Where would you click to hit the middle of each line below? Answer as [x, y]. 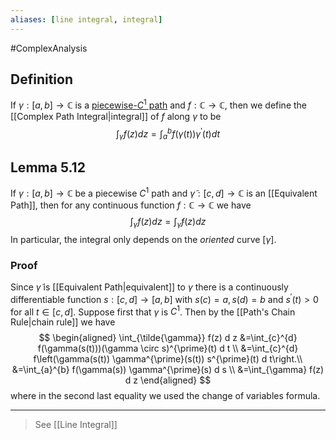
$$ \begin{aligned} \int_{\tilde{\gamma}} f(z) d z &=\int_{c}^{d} [168, 338]
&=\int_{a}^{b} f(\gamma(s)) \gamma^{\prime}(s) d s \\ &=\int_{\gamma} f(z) [168, 370]
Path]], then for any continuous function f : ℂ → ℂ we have [131, 205]
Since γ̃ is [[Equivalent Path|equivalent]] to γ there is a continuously [149, 287]
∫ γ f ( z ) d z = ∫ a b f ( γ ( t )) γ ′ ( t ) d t [168, 134]
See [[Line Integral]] [76, 425]
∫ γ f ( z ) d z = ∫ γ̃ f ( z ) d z [168, 223]
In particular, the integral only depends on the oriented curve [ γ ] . [143, 239]
